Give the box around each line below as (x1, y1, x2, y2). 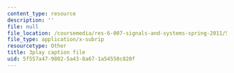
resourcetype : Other (7, 42, 68, 49)
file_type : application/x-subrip (7, 36, 104, 43)
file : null (7, 23, 39, 30)
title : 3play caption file (7, 49, 86, 56)
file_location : (7, 29, 52, 37)
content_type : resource (7, 10, 77, 17)
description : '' (7, 17, 54, 24)
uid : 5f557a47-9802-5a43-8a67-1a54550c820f (7, 56, 136, 63)
